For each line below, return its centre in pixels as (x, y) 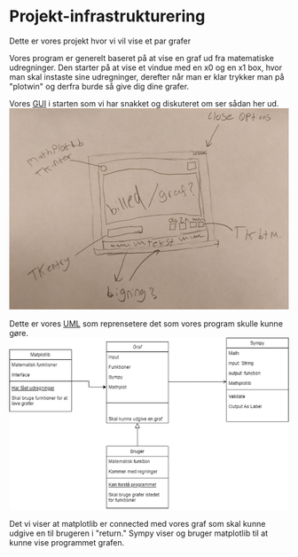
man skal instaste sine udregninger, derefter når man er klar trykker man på (147, 76)
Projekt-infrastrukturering (107, 16)
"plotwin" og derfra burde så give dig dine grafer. (99, 86)
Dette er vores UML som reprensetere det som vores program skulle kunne (146, 323)
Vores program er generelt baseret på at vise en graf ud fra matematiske (142, 58)
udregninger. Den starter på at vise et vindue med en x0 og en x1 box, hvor (146, 67)
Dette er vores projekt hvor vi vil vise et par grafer (100, 41)
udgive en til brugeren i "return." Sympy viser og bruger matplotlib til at (139, 533)
